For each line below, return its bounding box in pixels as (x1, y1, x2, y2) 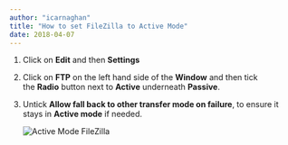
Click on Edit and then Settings (22, 55, 140, 66)
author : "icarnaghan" (9, 13, 91, 23)
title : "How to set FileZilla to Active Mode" (9, 22, 188, 31)
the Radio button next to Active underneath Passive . (22, 82, 220, 93)
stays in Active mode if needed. (22, 109, 143, 120)
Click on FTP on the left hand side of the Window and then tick (22, 72, 258, 83)
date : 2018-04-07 (9, 30, 75, 39)
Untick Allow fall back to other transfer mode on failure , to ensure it (22, 99, 279, 110)
